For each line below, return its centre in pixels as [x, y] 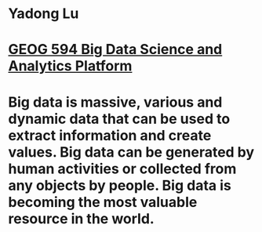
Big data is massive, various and [115, 102]
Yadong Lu [44, 14]
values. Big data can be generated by [131, 152]
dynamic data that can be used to [119, 119]
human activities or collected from [122, 169]
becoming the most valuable [103, 202]
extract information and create [110, 135]
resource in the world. [81, 218]
